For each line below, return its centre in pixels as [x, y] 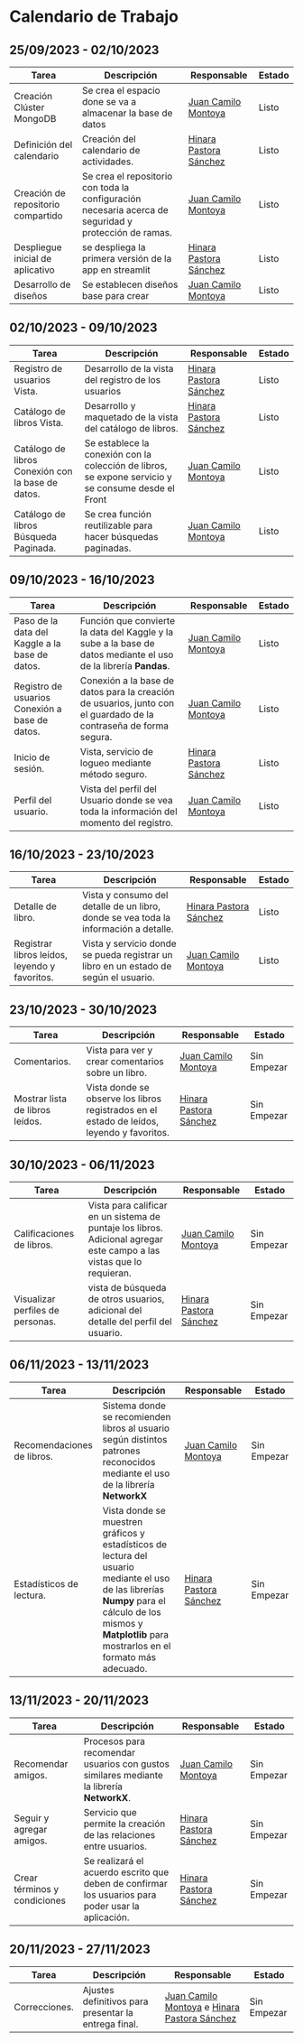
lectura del [125, 1555]
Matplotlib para [136, 1634]
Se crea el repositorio [127, 176]
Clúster [29, 107]
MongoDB [35, 119]
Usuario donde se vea [126, 800]
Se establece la [117, 442]
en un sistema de [124, 1217]
